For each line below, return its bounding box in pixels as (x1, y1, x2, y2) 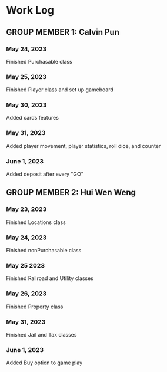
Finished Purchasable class (6, 58, 72, 65)
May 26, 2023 (6, 289, 47, 298)
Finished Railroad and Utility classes (6, 275, 94, 282)
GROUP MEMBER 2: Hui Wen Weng (6, 187, 136, 197)
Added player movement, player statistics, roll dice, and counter (6, 142, 161, 149)
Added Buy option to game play (6, 359, 83, 366)
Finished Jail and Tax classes (6, 331, 77, 338)
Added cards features (6, 114, 59, 121)
